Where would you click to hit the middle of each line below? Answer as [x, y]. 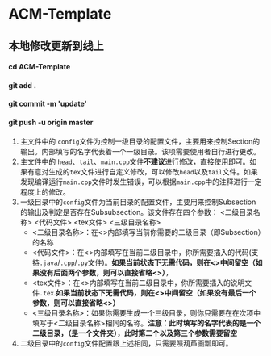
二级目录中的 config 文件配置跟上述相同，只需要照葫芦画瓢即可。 [126, 343]
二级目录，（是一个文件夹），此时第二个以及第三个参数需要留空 [135, 333]
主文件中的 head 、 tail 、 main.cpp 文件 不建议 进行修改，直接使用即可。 [135, 161]
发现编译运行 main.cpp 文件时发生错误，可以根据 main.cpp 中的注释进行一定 [141, 182]
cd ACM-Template [40, 67]
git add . [22, 85]
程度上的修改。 [45, 191]
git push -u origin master [51, 122]
